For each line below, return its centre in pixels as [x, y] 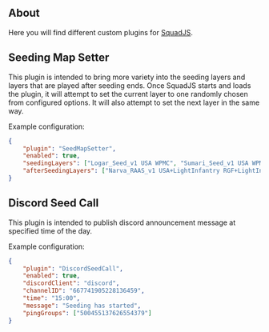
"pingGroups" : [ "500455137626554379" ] [87, 313]
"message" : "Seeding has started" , [82, 306]
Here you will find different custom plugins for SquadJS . [101, 32]
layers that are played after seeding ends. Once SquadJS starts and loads [130, 85]
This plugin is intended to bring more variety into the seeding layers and [127, 77]
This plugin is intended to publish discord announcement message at [122, 222]
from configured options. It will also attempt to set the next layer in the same [134, 102]
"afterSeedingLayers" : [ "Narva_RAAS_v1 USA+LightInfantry [121, 171]
